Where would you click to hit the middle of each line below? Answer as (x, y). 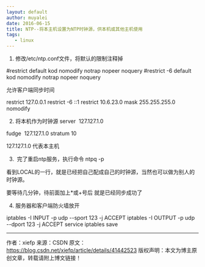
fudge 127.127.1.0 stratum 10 (41, 133)
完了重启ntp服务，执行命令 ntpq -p (61, 159)
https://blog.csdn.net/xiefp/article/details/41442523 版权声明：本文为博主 (99, 250)
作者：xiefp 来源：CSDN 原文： (46, 243)
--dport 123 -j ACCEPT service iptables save (62, 224)
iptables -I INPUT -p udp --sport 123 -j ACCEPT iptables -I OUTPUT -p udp (101, 218)
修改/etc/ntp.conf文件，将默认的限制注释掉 (69, 58)
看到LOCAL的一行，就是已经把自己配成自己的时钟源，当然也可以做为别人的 (101, 172)
